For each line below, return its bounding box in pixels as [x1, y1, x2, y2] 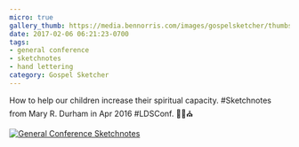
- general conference [9, 46, 90, 55]
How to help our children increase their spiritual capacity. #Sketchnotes [9, 95, 271, 105]
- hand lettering [9, 63, 74, 72]
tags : [9, 37, 29, 47]
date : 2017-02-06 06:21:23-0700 [9, 29, 129, 38]
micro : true [9, 12, 53, 22]
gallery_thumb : [9, 21, 66, 30]
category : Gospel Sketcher [9, 71, 109, 80]
